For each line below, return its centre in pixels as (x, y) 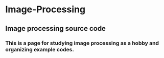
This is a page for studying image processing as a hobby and (82, 43)
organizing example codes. (40, 49)
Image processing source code (56, 28)
